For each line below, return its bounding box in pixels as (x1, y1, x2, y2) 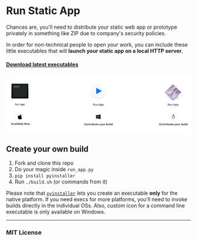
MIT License (6, 228, 42, 236)
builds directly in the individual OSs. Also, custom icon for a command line (6, 202, 185, 209)
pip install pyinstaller (14, 173, 76, 179)
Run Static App (6, 4, 81, 18)
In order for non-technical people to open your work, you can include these (6, 41, 188, 48)
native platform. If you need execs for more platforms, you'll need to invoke (6, 195, 188, 203)
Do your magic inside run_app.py (14, 165, 94, 172)
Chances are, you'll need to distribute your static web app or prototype (6, 23, 178, 30)
